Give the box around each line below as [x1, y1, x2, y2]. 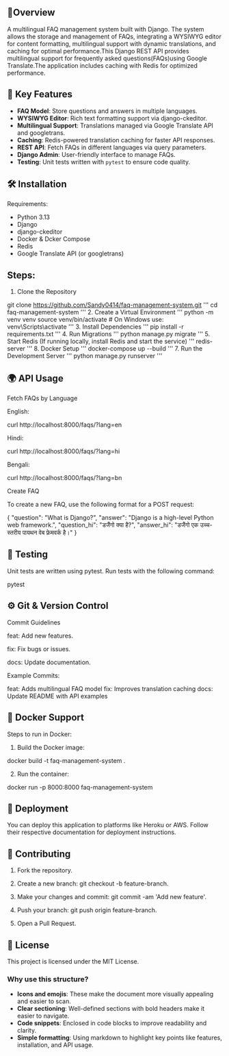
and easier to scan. [16, 997, 72, 1005]
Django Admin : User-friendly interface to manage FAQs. [16, 150, 176, 158]
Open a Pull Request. [16, 919, 77, 928]
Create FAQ [7, 487, 40, 495]
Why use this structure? [7, 974, 89, 983]
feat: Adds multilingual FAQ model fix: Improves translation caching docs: [7, 684, 213, 692]
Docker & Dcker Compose [16, 235, 91, 243]
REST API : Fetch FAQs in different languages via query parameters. [16, 143, 206, 151]
